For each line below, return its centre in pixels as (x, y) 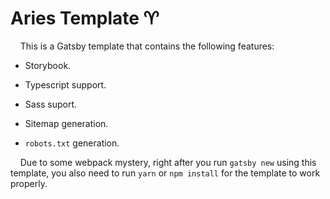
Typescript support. (65, 84)
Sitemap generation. (66, 123)
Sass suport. (51, 104)
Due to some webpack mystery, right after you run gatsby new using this (168, 162)
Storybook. (48, 65)
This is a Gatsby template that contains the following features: (147, 46)
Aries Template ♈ (85, 18)
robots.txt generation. (72, 143)
